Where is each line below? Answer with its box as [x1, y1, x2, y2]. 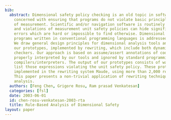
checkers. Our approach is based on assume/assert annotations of [14, 50, 158, 55]
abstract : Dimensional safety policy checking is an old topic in [9, 12, 154, 17]
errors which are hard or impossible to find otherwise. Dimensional [14, 31, 165, 36]
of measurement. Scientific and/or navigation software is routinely [14, 21, 165, 27]
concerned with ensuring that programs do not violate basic [14, 17, 146, 22]
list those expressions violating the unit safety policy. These [14, 64, 156, 69]
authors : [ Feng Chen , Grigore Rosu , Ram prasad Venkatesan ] [9, 83, 140, 88]
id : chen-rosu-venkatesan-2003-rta [9, 98, 85, 103]
